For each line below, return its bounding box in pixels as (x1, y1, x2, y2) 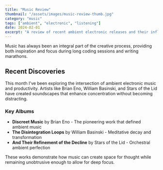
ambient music (12, 124, 42, 130)
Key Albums (5, 108, 34, 115)
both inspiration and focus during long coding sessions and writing (5, 48, 139, 54)
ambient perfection (12, 145, 50, 151)
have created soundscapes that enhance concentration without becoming (5, 90, 153, 96)
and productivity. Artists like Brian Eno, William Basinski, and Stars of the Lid (5, 85, 158, 91)
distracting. (5, 96, 28, 102)
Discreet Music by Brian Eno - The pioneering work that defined (12, 119, 141, 125)
